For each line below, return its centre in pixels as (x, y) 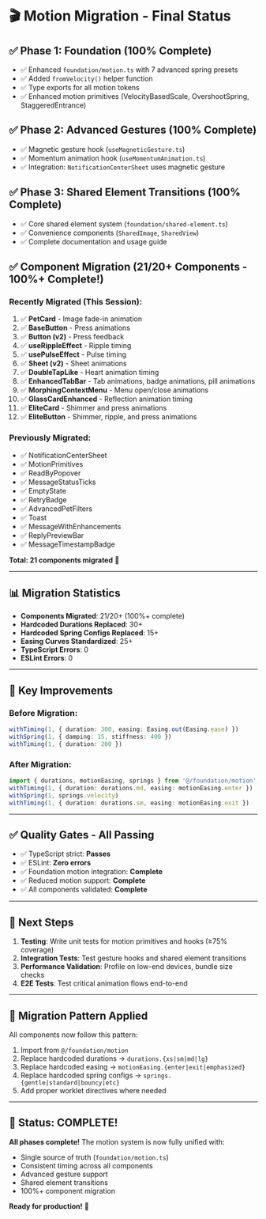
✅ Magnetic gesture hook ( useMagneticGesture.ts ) (103, 149)
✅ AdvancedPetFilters (56, 509)
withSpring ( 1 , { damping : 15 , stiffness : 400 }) (90, 736)
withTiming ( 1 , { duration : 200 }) (66, 744)
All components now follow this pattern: (73, 1035)
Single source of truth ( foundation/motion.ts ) (94, 1157)
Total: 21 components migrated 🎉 (64, 560)
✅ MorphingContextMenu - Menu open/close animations (114, 390)
